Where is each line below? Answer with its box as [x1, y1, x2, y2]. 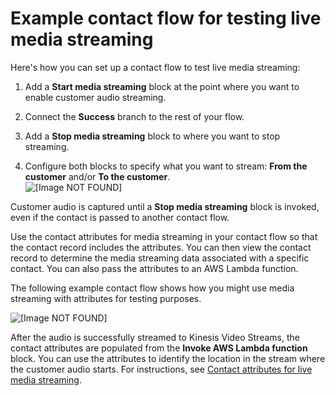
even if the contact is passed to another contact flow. [10, 211, 230, 223]
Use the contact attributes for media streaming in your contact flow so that [10, 230, 318, 242]
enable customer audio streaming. [24, 91, 167, 103]
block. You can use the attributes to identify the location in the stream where [10, 352, 326, 364]
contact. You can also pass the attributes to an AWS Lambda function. [10, 262, 299, 274]
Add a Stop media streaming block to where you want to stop [24, 130, 281, 142]
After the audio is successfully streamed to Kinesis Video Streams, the [10, 331, 300, 343]
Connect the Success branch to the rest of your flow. [24, 110, 245, 122]
